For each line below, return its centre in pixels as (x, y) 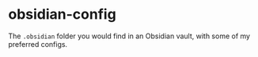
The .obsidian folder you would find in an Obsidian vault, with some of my (129, 36)
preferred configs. (38, 44)
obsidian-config (62, 14)
